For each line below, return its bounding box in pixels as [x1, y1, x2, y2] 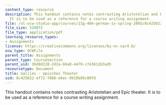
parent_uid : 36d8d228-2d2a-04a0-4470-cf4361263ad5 [5, 62, 112, 67]
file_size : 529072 [5, 26, 43, 30]
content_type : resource [5, 7, 54, 12]
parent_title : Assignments [5, 52, 61, 58]
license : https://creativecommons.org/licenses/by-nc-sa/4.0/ [5, 44, 136, 49]
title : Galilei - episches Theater [5, 71, 79, 76]
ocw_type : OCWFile [5, 48, 43, 53]
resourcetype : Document [5, 67, 54, 72]
